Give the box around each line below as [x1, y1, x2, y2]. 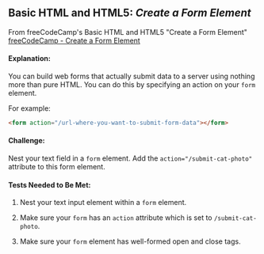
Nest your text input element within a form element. [19, 198, 187, 207]
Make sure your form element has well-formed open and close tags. [19, 237, 241, 246]
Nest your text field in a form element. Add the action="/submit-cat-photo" [8, 154, 253, 163]
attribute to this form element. [8, 162, 105, 172]
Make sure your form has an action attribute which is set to [19, 213, 212, 222]
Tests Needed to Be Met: [8, 180, 91, 189]
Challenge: [8, 136, 45, 146]
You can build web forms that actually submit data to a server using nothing [8, 71, 255, 82]
